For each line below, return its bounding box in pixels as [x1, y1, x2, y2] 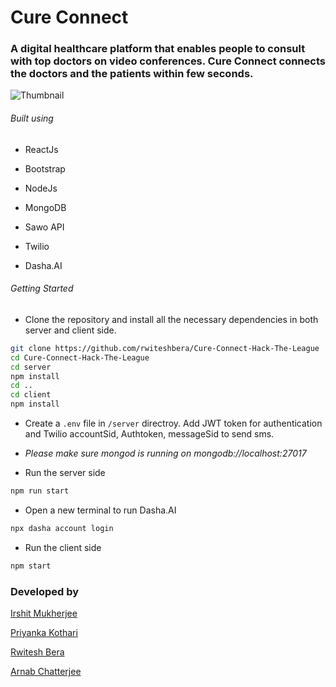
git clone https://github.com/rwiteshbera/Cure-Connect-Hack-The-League [10, 343, 320, 353]
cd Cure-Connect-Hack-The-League [10, 352, 150, 363]
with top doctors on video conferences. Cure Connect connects [10, 54, 326, 68]
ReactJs [24, 143, 59, 155]
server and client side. [24, 324, 117, 336]
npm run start [10, 486, 70, 496]
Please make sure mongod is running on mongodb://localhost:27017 [24, 447, 307, 460]
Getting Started [10, 282, 74, 295]
